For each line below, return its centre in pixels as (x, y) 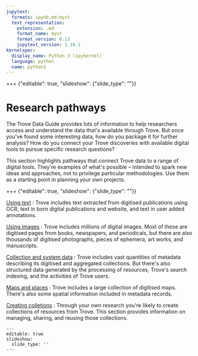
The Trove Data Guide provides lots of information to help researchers (92, 124)
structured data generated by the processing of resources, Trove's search (97, 270)
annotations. (21, 215)
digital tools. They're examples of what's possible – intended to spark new (97, 167)
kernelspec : (21, 50)
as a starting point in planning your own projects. (66, 180)
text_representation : (38, 23)
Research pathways (56, 108)
